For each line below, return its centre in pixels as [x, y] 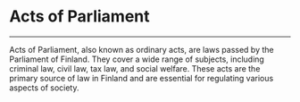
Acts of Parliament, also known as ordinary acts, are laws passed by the [142, 49]
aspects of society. [44, 88]
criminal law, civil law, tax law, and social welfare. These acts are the [135, 68]
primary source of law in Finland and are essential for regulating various [142, 78]
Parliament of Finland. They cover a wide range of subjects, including [137, 59]
